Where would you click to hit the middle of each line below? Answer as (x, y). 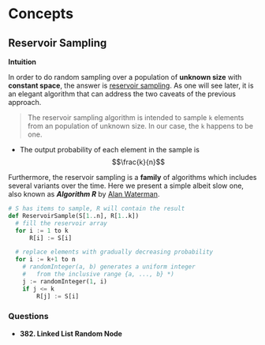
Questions (28, 317)
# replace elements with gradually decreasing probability (114, 252)
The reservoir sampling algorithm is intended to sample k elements (136, 118)
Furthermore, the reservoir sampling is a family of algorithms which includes (132, 177)
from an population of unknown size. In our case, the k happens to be (140, 126)
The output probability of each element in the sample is (109, 150)
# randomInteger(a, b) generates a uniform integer (109, 267)
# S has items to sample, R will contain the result (97, 208)
